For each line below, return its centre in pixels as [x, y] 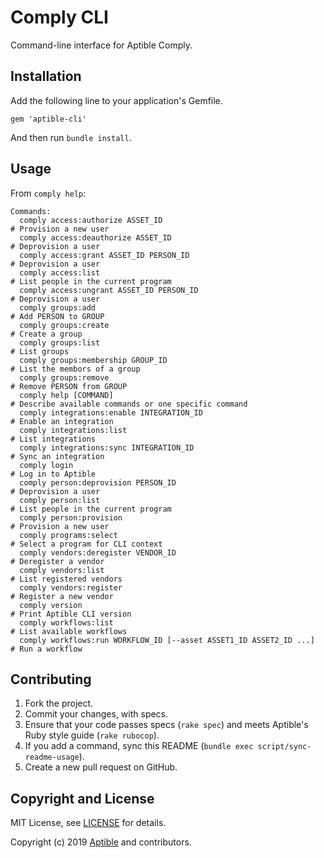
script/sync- [284, 747]
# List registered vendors [66, 579]
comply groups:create [64, 325]
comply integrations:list [73, 430]
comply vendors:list [62, 570]
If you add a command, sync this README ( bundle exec [139, 746]
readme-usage [52, 757]
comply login [46, 465]
